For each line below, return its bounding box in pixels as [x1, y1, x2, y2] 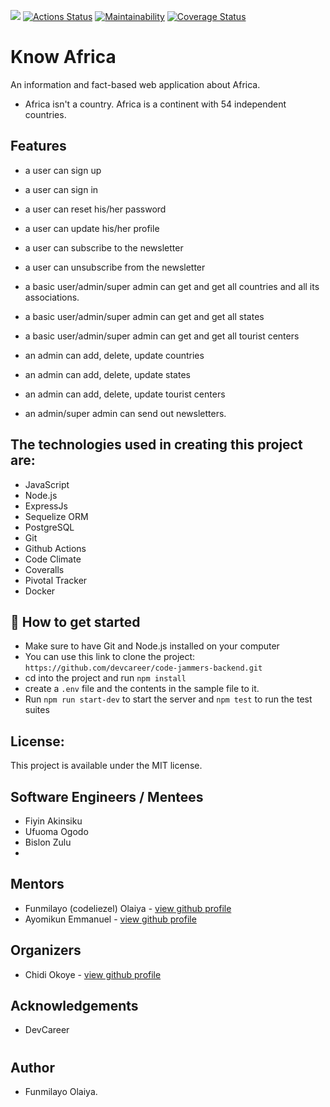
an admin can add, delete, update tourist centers [24, 388, 226, 400]
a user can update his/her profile [24, 222, 160, 234]
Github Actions [24, 542, 87, 554]
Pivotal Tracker [24, 574, 88, 586]
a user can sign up [24, 164, 102, 176]
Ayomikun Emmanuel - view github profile [24, 913, 197, 925]
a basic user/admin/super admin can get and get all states [24, 310, 265, 322]
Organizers [10, 942, 82, 959]
